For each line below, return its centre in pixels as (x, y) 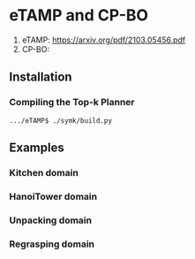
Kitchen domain (44, 172)
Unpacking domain (51, 220)
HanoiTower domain (53, 196)
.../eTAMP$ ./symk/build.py (61, 120)
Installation (41, 77)
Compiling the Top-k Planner (72, 103)
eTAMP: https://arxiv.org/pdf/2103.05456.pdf (104, 40)
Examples (37, 148)
